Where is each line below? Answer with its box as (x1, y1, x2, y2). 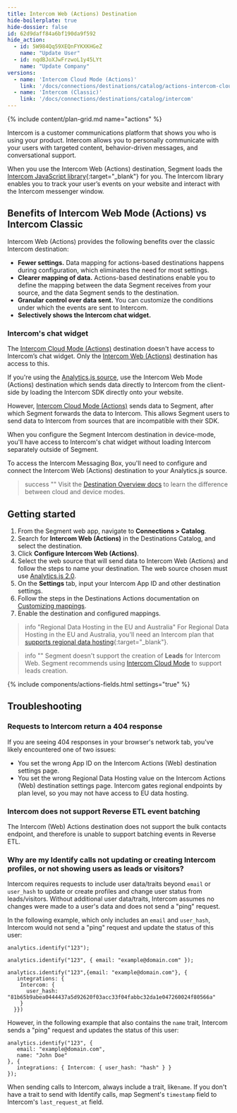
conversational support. (7, 151, 76, 159)
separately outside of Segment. (7, 445, 99, 454)
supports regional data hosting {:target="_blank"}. (24, 637, 169, 646)
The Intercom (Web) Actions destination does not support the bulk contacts (7, 822, 227, 830)
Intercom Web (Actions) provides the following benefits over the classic (7, 237, 215, 245)
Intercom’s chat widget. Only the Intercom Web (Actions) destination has (7, 352, 218, 360)
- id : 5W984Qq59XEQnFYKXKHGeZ (13, 43, 102, 50)
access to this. (7, 359, 50, 368)
